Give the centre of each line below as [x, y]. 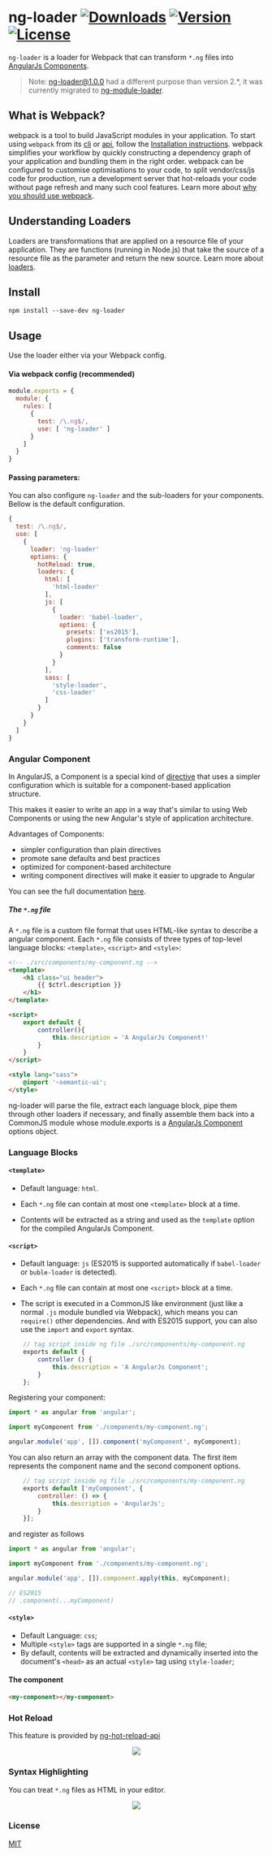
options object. [34, 1131]
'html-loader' [76, 587]
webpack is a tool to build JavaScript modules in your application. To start [132, 135]
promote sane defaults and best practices [90, 858]
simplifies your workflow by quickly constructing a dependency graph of [130, 152]
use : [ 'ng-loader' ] [74, 429]
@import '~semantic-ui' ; [65, 1083]
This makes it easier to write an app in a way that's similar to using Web [128, 809]
